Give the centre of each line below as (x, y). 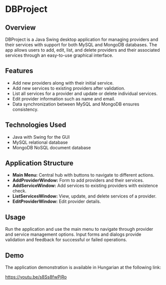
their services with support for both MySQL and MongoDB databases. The (81, 45)
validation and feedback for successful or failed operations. (66, 240)
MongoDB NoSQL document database (51, 147)
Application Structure (39, 163)
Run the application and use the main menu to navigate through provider (79, 229)
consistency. (25, 109)
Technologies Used (36, 125)
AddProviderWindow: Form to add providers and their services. (78, 181)
